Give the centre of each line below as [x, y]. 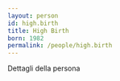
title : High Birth [38, 30]
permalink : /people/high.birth [60, 46]
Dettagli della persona [44, 68]
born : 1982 [26, 38]
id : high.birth [33, 23]
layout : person [33, 16]
